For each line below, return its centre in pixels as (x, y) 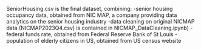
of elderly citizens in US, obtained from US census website (108, 41)
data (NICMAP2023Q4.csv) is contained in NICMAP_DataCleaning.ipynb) (98, 28)
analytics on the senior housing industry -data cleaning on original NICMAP (101, 21)
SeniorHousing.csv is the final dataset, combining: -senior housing (90, 9)
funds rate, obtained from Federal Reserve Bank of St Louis (100, 34)
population (20, 41)
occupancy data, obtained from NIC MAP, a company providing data (92, 15)
